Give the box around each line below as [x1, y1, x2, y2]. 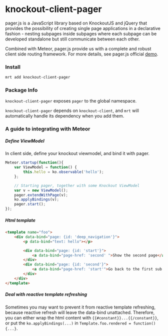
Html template [5, 217, 36, 223]
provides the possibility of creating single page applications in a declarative [5, 25, 161, 31]
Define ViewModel [5, 137, 45, 143]
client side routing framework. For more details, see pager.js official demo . [5, 51, 158, 57]
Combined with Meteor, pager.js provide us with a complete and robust [5, 45, 151, 51]
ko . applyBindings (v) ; [14, 197, 59, 202]
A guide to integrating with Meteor [5, 125, 90, 132]
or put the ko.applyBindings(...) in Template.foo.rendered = [5, 320, 131, 326]
